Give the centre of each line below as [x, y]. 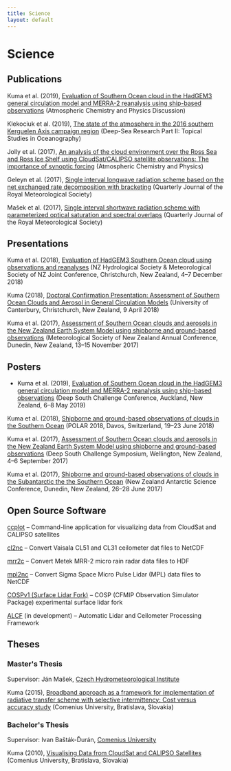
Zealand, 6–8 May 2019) [51, 405]
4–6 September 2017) [38, 461]
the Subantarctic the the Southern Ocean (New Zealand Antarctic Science [112, 482]
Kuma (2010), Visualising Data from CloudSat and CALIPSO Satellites [104, 752]
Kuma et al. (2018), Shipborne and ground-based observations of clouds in [113, 418]
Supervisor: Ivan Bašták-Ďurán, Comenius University [82, 739]
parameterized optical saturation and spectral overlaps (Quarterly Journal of [115, 214]
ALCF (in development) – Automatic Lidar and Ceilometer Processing [104, 615]
